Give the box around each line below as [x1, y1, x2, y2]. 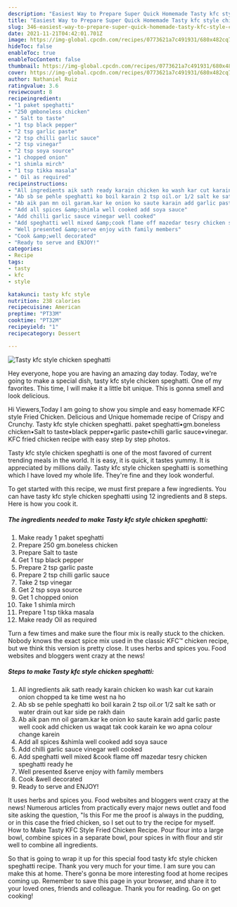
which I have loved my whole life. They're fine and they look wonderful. [8, 471, 214, 479]
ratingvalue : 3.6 [8, 82, 59, 89]
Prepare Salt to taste [18, 548, 78, 556]
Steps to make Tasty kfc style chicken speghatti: [8, 667, 154, 676]
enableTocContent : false [8, 56, 81, 63]
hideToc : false [8, 43, 53, 50]
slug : [8, 23, 24, 30]
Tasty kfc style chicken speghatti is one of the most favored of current [8, 448, 212, 457]
